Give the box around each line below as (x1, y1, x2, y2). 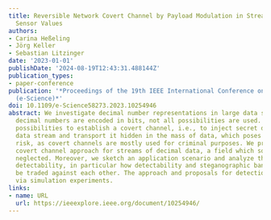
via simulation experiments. (15, 176, 114, 185)
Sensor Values (15, 19, 63, 27)
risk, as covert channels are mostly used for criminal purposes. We (15, 139, 254, 147)
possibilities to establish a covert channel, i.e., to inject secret (15, 124, 258, 132)
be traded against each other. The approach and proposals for (15, 169, 232, 177)
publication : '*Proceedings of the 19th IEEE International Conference (8, 86, 254, 95)
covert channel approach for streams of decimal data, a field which (15, 147, 254, 155)
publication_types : (8, 72, 74, 80)
